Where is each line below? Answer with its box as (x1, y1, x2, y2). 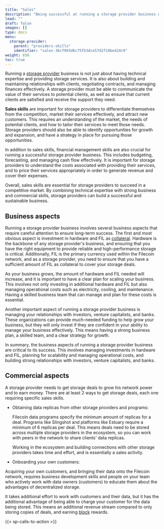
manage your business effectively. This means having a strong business (5, 327, 150, 333)
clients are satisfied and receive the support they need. (5, 96, 116, 103)
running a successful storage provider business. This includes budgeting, (5, 152, 153, 158)
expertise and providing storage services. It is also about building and (5, 76, 145, 82)
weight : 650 (5, 52, 29, 58)
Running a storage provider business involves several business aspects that (5, 225, 158, 231)
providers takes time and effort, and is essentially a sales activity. (12, 449, 143, 455)
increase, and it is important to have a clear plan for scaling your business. (5, 276, 155, 282)
